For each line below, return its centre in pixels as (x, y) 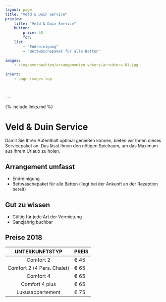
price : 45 (33, 33)
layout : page (19, 10)
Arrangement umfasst (40, 167)
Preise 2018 (24, 238)
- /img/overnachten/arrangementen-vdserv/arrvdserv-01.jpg (76, 65)
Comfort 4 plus (38, 284)
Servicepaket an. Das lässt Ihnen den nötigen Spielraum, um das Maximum (82, 146)
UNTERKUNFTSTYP (39, 251)
